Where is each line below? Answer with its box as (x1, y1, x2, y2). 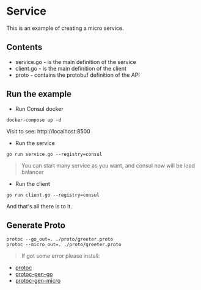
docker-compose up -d (6, 117, 62, 123)
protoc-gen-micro (15, 277, 61, 285)
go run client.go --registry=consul (6, 192, 100, 198)
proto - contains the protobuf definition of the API (15, 71, 141, 79)
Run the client (15, 180, 51, 187)
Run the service (15, 139, 55, 147)
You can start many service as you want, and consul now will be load (21, 161, 196, 169)
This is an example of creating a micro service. (6, 24, 124, 32)
